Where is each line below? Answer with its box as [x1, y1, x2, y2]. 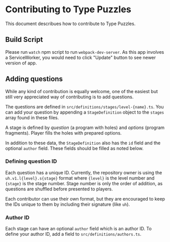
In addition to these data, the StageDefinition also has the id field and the [5, 140, 161, 146]
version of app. [5, 60, 37, 66]
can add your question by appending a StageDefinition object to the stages [5, 109, 164, 115]
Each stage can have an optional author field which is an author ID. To [5, 226, 152, 232]
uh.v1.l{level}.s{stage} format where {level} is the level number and [5, 175, 155, 181]
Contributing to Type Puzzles [5, 4, 131, 15]
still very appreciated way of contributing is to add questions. [5, 94, 134, 100]
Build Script [5, 35, 43, 44]
